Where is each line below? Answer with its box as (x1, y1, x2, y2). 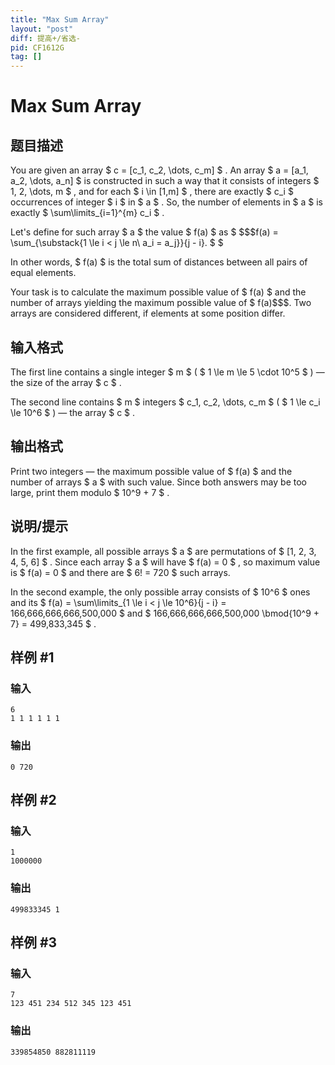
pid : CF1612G (10, 42, 65, 53)
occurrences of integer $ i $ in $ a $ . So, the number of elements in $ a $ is (10, 196, 324, 208)
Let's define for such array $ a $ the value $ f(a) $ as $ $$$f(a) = (10, 226, 279, 238)
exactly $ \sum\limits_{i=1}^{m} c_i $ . (10, 207, 165, 219)
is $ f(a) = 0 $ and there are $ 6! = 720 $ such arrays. (10, 566, 231, 578)
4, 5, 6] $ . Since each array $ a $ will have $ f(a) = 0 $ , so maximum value (10, 556, 321, 568)
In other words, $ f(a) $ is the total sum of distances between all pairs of (10, 256, 308, 268)
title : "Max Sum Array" (10, 14, 110, 25)
